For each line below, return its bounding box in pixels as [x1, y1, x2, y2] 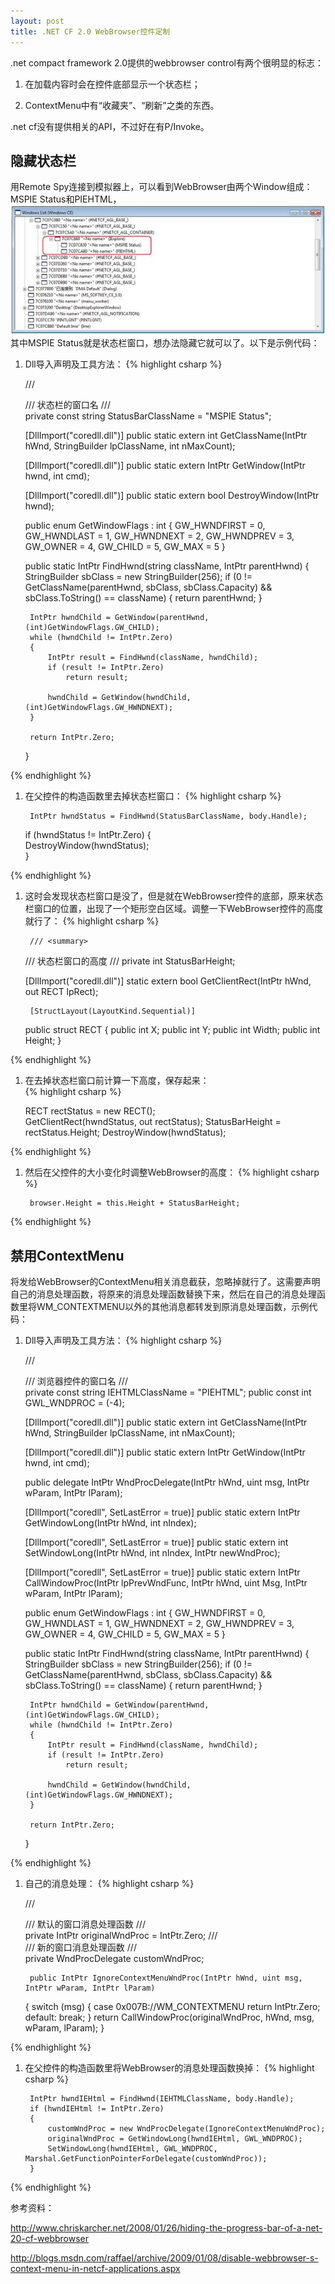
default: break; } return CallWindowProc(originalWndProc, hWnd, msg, [24, 2011, 315, 2023]
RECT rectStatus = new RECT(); [24, 1105, 156, 1117]
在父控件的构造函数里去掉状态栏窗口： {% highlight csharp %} [24, 790, 282, 802]
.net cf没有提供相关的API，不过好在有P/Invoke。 [10, 120, 210, 132]
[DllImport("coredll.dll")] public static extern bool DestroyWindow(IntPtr [24, 490, 320, 502]
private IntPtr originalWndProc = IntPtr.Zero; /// [24, 1929, 218, 1941]
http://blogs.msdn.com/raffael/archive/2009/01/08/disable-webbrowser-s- [10, 2251, 319, 2264]
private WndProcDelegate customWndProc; [24, 1952, 205, 1964]
